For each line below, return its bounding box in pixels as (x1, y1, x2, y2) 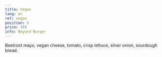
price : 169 (5, 25, 27, 30)
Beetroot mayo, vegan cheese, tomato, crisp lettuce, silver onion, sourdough (5, 43, 158, 48)
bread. (5, 47, 18, 53)
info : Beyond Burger (5, 29, 47, 34)
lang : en (5, 11, 23, 16)
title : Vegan (5, 7, 31, 12)
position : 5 (5, 20, 29, 25)
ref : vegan (5, 16, 27, 21)
